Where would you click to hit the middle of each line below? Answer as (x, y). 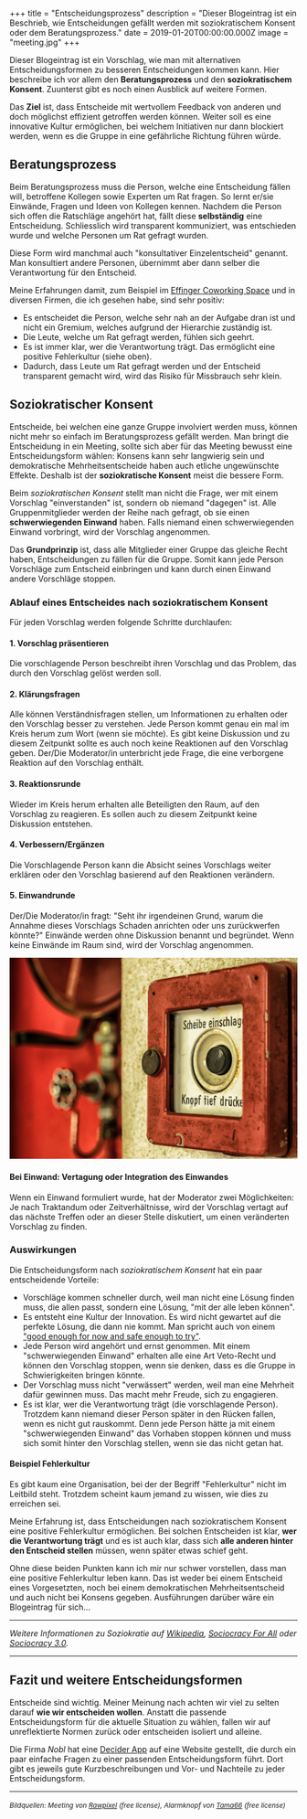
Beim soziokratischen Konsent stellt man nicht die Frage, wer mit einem (144, 493)
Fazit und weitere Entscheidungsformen (126, 1681)
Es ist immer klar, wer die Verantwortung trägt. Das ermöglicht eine (149, 346)
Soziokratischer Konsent (81, 404)
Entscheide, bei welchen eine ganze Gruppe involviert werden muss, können (153, 426)
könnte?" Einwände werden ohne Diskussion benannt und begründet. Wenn (152, 935)
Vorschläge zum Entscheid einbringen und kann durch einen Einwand (140, 569)
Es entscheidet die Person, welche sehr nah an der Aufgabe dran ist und (159, 317)
